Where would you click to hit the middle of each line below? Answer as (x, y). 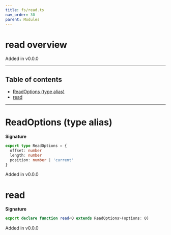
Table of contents (34, 79)
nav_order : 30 (20, 15)
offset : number (26, 151)
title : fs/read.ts (25, 10)
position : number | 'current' (42, 160)
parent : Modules (22, 19)
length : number (26, 155)
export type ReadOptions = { (36, 146)
